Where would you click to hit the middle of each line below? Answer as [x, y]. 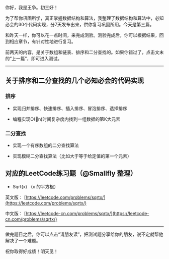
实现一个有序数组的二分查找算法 [46, 145]
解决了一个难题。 [23, 240]
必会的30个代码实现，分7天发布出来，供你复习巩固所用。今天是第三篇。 [80, 24]
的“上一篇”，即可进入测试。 [34, 59]
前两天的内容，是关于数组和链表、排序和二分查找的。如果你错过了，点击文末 [84, 52]
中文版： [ [16, 213]
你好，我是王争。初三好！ [32, 7]
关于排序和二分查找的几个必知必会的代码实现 [75, 81]
